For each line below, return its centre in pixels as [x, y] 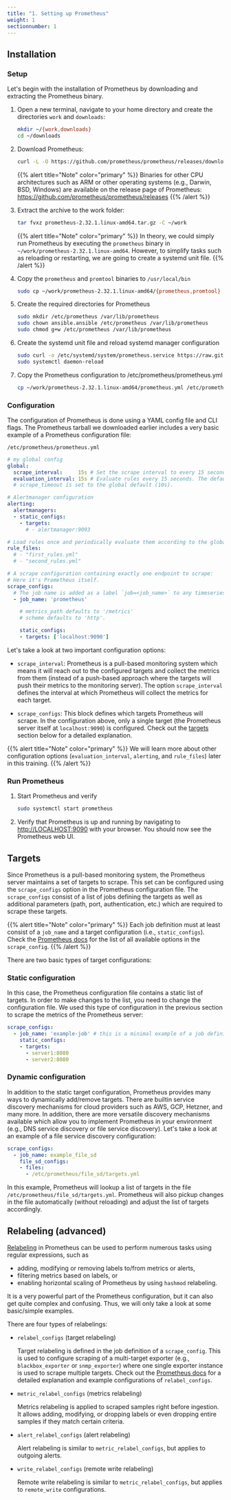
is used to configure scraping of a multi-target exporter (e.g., [103, 1358]
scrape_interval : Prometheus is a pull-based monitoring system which [117, 663]
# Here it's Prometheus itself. [53, 580]
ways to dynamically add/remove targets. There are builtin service [101, 1099]
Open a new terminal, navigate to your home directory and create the [115, 110]
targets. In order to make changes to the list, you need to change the [104, 1000]
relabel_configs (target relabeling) [66, 1337]
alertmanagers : [35, 510]
